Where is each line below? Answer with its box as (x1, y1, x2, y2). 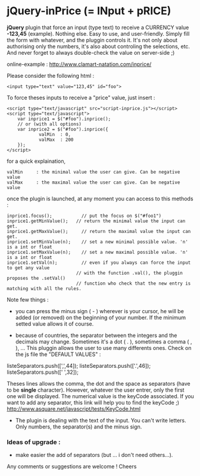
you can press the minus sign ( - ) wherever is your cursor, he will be (15, 307, 184, 314)
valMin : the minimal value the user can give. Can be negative (7, 169, 180, 175)
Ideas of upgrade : (7, 438, 61, 446)
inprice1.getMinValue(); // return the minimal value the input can (7, 218, 186, 224)
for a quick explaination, (7, 157, 66, 165)
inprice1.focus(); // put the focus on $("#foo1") (7, 213, 162, 219)
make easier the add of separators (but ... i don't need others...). (15, 452, 173, 459)
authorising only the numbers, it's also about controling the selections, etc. (7, 43, 190, 50)
